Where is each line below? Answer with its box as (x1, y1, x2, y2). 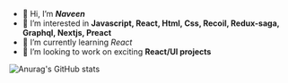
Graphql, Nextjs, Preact (22, 28, 112, 37)
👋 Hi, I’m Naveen (22, 9, 85, 19)
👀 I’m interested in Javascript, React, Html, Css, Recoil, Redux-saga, (22, 18, 280, 29)
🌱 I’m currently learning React (22, 37, 133, 47)
